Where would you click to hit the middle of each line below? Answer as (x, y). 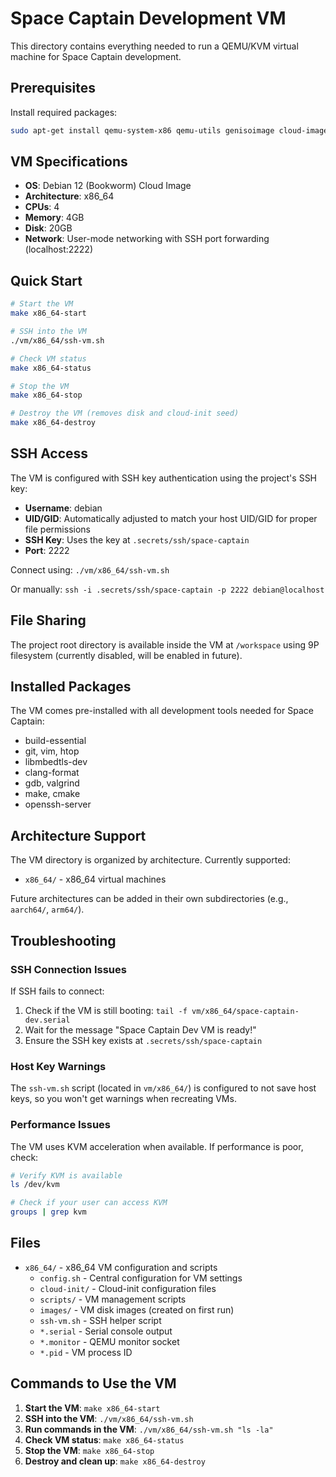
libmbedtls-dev (56, 762)
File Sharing (48, 620)
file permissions (57, 529)
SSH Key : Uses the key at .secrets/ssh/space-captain (137, 539)
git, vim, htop (52, 751)
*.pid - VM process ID (86, 1352)
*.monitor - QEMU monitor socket (109, 1341)
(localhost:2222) (59, 249)
